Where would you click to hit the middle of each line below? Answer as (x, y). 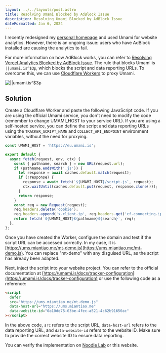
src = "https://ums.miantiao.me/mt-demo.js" (54, 302)
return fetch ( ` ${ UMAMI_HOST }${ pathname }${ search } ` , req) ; (75, 219)
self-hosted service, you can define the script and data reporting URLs (77, 126)
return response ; (36, 196)
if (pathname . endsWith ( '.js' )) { (48, 168)
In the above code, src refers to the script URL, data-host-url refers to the (81, 325)
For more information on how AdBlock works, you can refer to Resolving (79, 58)
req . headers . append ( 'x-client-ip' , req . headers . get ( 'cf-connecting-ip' (89, 214)
